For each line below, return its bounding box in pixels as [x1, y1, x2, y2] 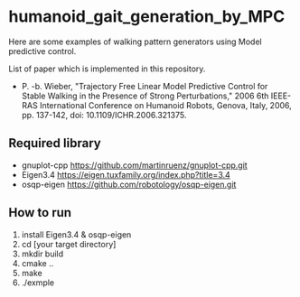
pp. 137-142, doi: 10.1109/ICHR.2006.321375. [21, 109, 187, 120]
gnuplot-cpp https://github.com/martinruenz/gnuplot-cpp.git [21, 160, 248, 171]
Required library [8, 135, 101, 151]
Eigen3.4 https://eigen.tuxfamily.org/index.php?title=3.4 [21, 169, 231, 180]
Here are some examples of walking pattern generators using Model [8, 36, 263, 47]
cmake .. [21, 257, 54, 268]
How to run [8, 205, 72, 220]
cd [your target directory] [21, 238, 117, 249]
